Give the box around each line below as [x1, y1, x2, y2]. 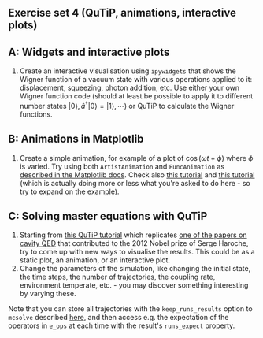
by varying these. [19, 289, 76, 299]
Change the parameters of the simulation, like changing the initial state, [19, 264, 251, 273]
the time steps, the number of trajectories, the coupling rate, [19, 272, 216, 282]
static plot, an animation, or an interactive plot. [19, 255, 171, 265]
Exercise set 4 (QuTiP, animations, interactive [8, 6, 236, 20]
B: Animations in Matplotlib [8, 132, 144, 146]
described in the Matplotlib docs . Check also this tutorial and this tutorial [19, 169, 255, 180]
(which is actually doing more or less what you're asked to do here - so [19, 178, 250, 188]
